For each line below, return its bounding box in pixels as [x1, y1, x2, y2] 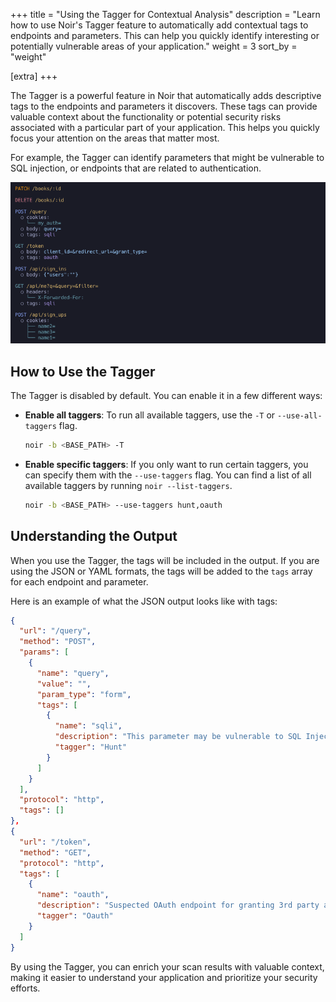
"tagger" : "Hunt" [54, 742, 128, 753]
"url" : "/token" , [19, 837, 92, 847]
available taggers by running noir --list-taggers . [24, 479, 233, 491]
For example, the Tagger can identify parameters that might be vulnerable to [10, 152, 325, 163]
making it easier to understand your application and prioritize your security [10, 971, 318, 983]
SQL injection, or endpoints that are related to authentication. [10, 162, 262, 174]
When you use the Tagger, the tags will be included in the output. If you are [10, 554, 320, 566]
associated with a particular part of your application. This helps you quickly [10, 122, 320, 133]
